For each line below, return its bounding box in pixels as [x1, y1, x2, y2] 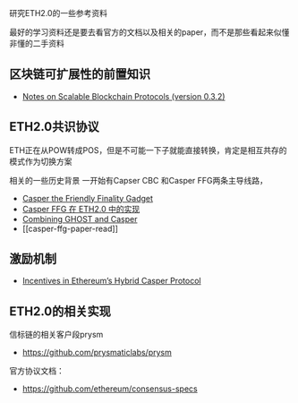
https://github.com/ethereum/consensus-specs [21, 383, 199, 394]
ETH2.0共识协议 [9, 119, 100, 134]
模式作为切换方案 [9, 156, 72, 167]
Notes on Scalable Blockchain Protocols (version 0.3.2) [21, 90, 226, 101]
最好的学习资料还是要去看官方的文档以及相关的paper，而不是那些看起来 [9, 27, 275, 38]
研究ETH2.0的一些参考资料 [9, 8, 107, 18]
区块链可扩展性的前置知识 [9, 66, 150, 82]
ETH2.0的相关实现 [9, 304, 112, 319]
